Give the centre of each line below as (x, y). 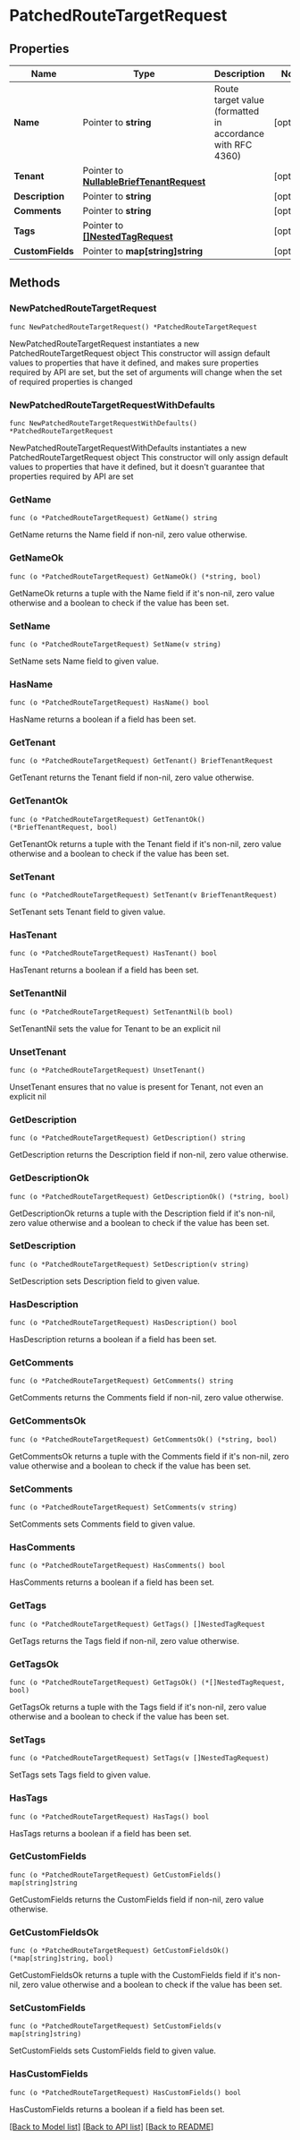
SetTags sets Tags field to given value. (80, 1775)
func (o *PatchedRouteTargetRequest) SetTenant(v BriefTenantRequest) (143, 895)
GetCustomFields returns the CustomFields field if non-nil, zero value (137, 1899)
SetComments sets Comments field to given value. (102, 1524)
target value (239, 100)
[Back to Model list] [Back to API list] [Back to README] (112, 2127)
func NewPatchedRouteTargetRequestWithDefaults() (104, 423)
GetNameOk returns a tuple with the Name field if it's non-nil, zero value (142, 593)
